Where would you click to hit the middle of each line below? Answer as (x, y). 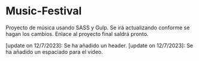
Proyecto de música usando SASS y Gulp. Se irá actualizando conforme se (98, 28)
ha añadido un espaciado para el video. (54, 51)
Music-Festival (44, 11)
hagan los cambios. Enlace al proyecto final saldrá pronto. (77, 33)
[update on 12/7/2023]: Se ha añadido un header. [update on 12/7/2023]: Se (99, 45)
